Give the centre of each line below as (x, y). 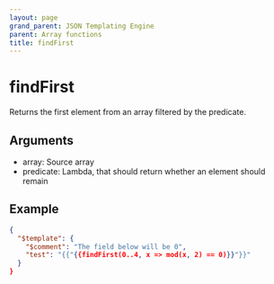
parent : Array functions (56, 34)
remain (35, 181)
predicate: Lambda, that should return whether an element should (144, 171)
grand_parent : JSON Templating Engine (82, 26)
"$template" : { (46, 238)
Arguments (42, 140)
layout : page (34, 18)
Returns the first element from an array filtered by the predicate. (128, 112)
